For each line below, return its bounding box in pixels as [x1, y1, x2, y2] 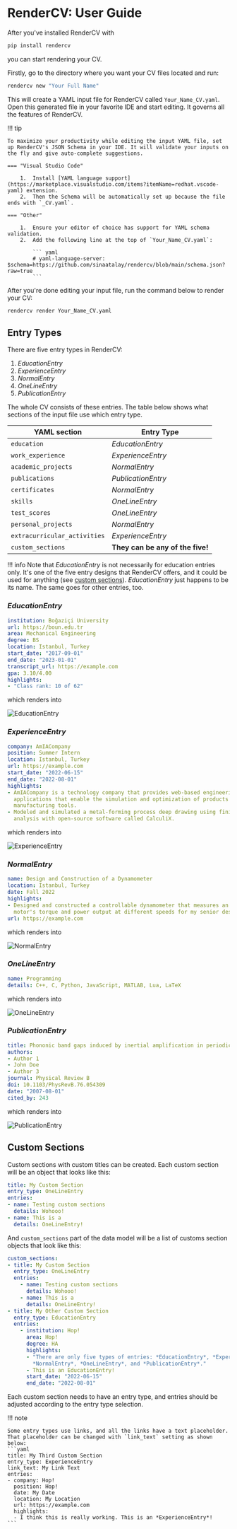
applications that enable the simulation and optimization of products [13, 796, 229, 803]
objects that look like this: [7, 1241, 82, 1250]
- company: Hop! [7, 1477, 55, 1484]
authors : [7, 1048, 33, 1055]
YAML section [34, 427, 83, 437]
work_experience [11, 451, 66, 460]
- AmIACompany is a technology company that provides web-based [7, 789, 200, 796]
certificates [11, 486, 55, 494]
